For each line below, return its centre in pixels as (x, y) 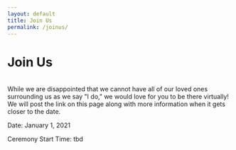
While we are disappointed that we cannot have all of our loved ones (108, 89)
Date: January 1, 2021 (39, 125)
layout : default (31, 14)
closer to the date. (34, 112)
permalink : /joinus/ (38, 27)
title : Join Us (30, 21)
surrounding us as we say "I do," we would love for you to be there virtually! (118, 97)
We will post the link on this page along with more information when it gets (117, 104)
